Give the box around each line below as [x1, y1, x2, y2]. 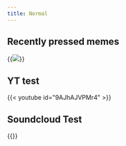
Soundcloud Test [7, 113, 82, 125]
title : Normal [7, 10, 48, 17]
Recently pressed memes [7, 36, 120, 48]
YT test [7, 75, 39, 86]
